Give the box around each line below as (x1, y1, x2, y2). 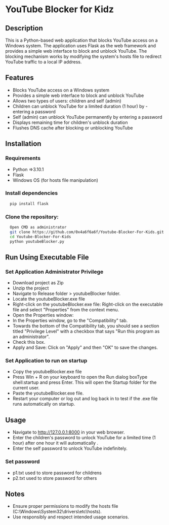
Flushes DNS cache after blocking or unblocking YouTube (12, 124, 133, 130)
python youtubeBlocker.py (10, 239, 65, 244)
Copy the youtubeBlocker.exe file (12, 369, 82, 375)
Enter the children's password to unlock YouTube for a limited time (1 (12, 435, 156, 441)
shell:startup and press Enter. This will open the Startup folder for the (12, 379, 157, 385)
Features (5, 74, 34, 82)
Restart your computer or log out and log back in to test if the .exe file (12, 396, 158, 402)
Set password (5, 458, 40, 465)
